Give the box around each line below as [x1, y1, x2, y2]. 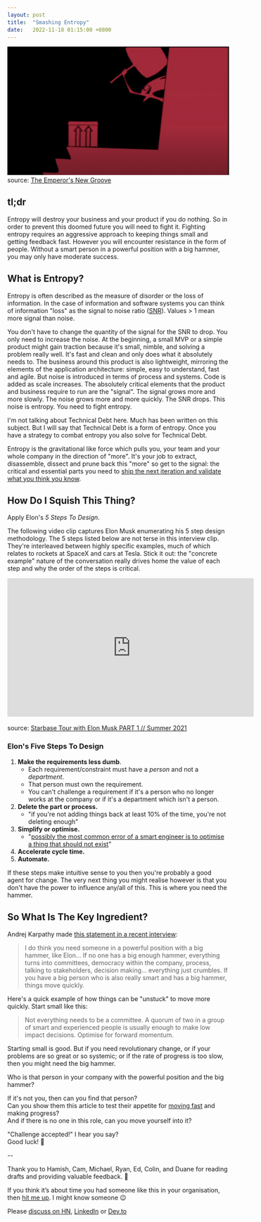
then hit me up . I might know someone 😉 [7, 1193, 127, 1202]
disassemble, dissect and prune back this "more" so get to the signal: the [7, 459, 220, 468]
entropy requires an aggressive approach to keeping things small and [7, 229, 208, 238]
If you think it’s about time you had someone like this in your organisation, [7, 1185, 220, 1194]
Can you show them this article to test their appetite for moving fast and [7, 1101, 216, 1109]
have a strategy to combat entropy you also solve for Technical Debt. [7, 431, 208, 439]
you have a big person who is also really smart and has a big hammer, [24, 973, 227, 981]
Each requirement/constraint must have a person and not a [27, 765, 199, 773]
